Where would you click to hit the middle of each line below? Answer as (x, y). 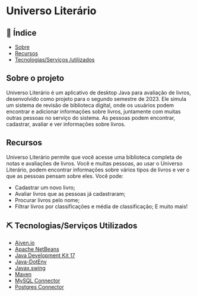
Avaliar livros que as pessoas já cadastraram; (70, 193)
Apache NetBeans (37, 249)
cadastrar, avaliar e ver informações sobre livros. (66, 124)
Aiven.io (25, 243)
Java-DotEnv (31, 262)
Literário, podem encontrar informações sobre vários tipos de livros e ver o (98, 170)
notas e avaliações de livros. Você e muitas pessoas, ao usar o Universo (94, 163)
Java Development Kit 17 (45, 256)
